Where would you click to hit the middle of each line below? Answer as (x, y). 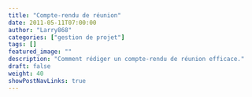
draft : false (30, 66)
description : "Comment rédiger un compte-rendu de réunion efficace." (126, 59)
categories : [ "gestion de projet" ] (67, 37)
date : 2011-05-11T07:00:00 (52, 23)
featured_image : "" (40, 52)
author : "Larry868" (40, 30)
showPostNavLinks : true (47, 81)
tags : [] (22, 45)
